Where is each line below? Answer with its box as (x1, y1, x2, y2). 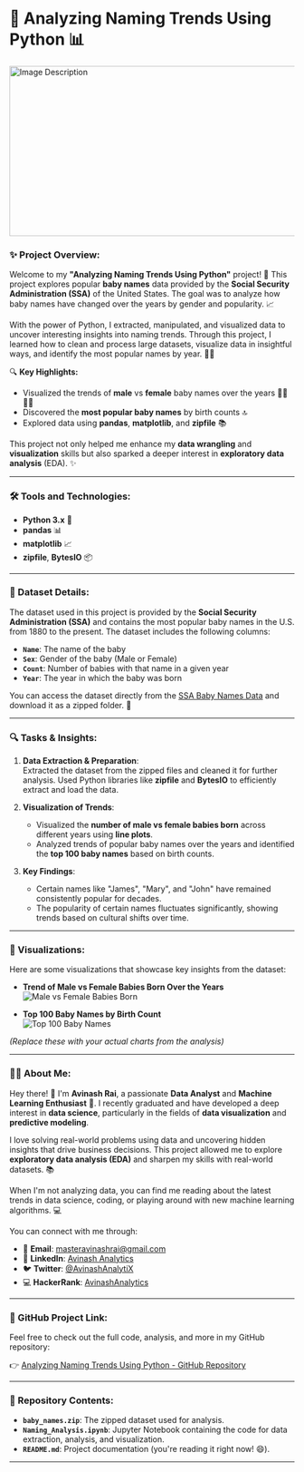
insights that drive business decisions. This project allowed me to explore (9, 1144, 283, 1155)
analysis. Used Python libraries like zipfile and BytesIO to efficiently (22, 775, 277, 785)
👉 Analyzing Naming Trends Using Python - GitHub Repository (9, 1360, 246, 1370)
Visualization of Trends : (22, 802, 115, 813)
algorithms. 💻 (9, 1204, 62, 1215)
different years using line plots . (35, 829, 154, 840)
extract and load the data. (22, 785, 119, 795)
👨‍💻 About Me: (9, 1067, 71, 1080)
